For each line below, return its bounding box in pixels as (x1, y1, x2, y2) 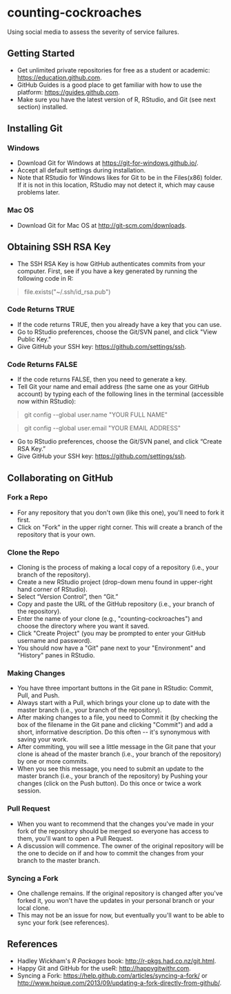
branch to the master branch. (17, 856, 101, 864)
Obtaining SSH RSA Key (7, 241, 112, 253)
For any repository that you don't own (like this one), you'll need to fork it (17, 508, 225, 517)
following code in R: (17, 274, 74, 282)
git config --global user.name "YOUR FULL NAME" (23, 410, 168, 419)
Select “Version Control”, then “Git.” (17, 593, 119, 601)
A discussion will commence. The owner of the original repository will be (17, 842, 224, 850)
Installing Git (7, 123, 63, 135)
